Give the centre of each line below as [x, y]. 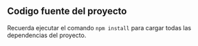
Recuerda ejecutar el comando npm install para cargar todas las [99, 27]
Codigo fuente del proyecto [67, 11]
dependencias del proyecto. [47, 35]
